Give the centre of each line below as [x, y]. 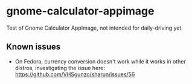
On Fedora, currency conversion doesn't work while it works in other [100, 61]
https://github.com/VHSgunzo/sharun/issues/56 [75, 74]
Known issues [34, 47]
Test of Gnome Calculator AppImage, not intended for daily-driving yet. [94, 28]
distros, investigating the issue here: [60, 68]
